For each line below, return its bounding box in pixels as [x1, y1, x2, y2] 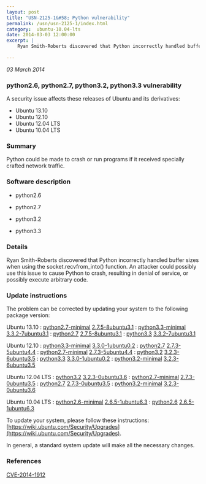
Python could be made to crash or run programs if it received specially [6, 156, 185, 163]
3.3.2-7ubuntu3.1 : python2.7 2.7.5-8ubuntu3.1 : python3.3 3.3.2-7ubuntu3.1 [6, 330, 196, 337]
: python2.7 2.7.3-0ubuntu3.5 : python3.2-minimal [36, 380, 162, 387]
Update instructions [6, 291, 67, 299]
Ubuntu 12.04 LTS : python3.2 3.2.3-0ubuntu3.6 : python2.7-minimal [6, 374, 180, 381]
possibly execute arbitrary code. [6, 275, 88, 283]
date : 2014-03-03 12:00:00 [6, 32, 75, 38]
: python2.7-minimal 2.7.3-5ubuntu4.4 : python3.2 [37, 348, 163, 356]
